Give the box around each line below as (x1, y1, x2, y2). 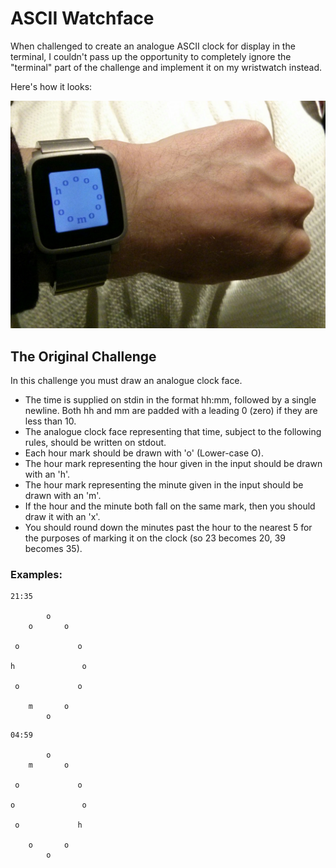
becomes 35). (24, 542, 83, 554)
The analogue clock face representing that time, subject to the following (24, 425, 322, 437)
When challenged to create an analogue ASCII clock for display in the (10, 40, 296, 52)
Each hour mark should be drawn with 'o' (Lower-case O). (24, 447, 264, 459)
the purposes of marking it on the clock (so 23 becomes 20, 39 (24, 532, 286, 544)
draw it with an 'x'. (24, 510, 101, 522)
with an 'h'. (24, 468, 71, 480)
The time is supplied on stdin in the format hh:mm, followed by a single (24, 393, 317, 406)
